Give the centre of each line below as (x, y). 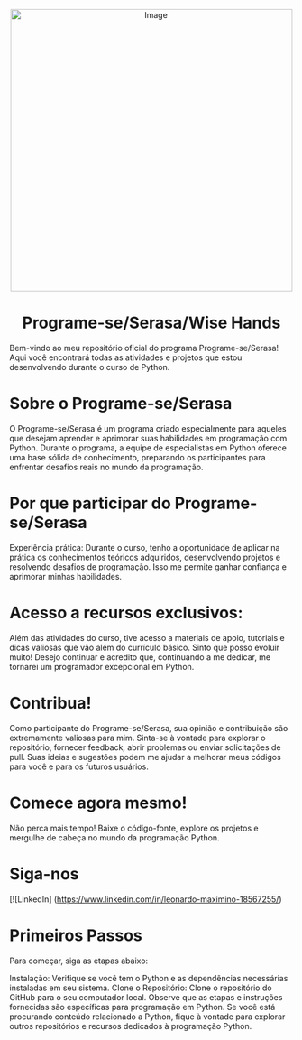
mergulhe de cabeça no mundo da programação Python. (114, 837)
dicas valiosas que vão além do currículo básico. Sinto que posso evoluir (145, 647)
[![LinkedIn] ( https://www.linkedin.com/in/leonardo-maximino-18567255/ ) (146, 899)
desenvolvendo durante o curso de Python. (90, 367)
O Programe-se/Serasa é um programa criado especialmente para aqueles (148, 428)
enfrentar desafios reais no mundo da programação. (106, 467)
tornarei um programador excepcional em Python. (102, 666)
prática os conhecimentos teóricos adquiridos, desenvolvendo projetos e (145, 557)
